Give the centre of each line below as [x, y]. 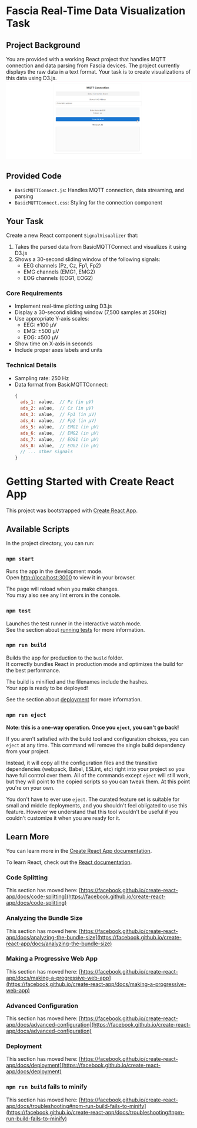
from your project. [28, 751]
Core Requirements [34, 293]
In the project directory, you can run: [50, 543]
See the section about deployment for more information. [74, 699]
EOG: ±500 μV [41, 338]
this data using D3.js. [31, 78]
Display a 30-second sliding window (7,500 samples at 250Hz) [90, 312]
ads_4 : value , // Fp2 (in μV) [59, 421]
